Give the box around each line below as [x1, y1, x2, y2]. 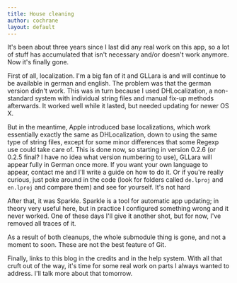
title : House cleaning [7, 10, 74, 18]
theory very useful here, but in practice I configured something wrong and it [7, 204, 229, 213]
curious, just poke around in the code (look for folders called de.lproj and [7, 175, 224, 184]
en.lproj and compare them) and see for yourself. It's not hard [7, 183, 191, 192]
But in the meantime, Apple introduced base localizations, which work [7, 123, 211, 132]
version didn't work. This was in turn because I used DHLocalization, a [7, 86, 213, 96]
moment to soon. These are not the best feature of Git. [7, 241, 166, 249]
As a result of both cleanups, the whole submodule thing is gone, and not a [7, 233, 226, 241]
